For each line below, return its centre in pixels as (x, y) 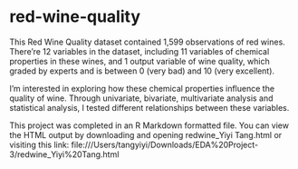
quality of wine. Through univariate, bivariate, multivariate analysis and (141, 98)
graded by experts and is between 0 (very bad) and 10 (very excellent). (142, 71)
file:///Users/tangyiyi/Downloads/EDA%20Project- (165, 144)
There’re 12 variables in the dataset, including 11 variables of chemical (139, 51)
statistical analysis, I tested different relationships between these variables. (149, 107)
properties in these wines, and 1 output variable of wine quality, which (139, 61)
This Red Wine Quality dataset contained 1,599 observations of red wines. (147, 42)
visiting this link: (39, 144)
